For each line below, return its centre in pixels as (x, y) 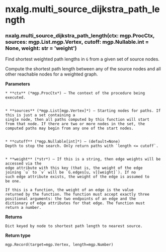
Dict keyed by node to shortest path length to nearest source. (74, 226)
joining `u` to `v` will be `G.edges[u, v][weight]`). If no (71, 173)
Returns (14, 217)
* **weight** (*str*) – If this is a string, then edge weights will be (83, 159)
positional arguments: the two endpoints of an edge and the (71, 199)
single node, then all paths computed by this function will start (77, 120)
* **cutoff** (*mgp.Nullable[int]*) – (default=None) (63, 142)
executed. (16, 98)
